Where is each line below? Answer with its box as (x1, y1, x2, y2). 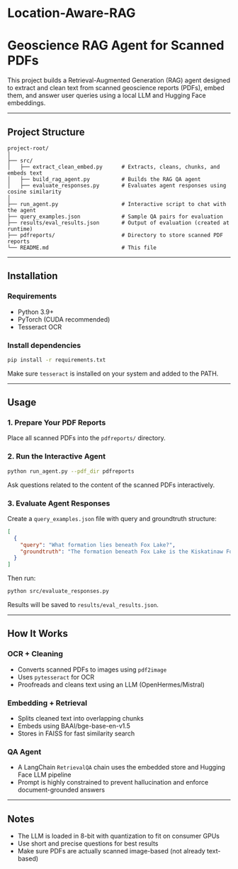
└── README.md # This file (7, 244, 157, 251)
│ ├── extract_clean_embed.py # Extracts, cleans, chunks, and (7, 163, 220, 170)
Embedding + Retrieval (7, 698, 87, 708)
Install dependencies (7, 340, 81, 350)
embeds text (7, 169, 42, 177)
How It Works (7, 628, 69, 640)
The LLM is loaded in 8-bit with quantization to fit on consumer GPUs (17, 832, 220, 841)
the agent (7, 207, 37, 214)
